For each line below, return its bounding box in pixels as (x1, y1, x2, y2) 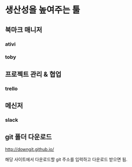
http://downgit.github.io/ (5, 146, 54, 152)
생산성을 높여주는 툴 (5, 4, 81, 16)
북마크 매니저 (5, 26, 43, 34)
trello (5, 85, 18, 92)
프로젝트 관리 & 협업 (5, 70, 62, 79)
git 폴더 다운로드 (5, 133, 52, 141)
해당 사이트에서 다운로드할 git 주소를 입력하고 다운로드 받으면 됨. (5, 156, 128, 162)
